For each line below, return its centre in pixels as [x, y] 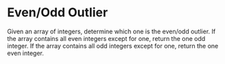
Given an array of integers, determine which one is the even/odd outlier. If [111, 31]
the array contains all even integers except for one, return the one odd [106, 38]
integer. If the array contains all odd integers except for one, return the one [113, 46]
